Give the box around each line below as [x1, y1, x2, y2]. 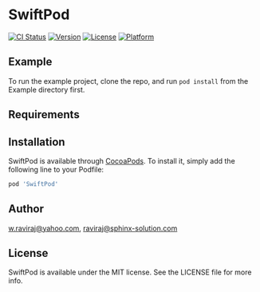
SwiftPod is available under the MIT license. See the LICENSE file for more [8, 267, 252, 277]
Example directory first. [8, 85, 85, 94]
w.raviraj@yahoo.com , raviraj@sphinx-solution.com [8, 223, 178, 233]
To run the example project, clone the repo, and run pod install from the [8, 76, 249, 85]
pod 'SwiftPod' [8, 180, 59, 188]
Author [8, 202, 44, 216]
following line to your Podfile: [8, 164, 104, 174]
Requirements [8, 108, 80, 121]
